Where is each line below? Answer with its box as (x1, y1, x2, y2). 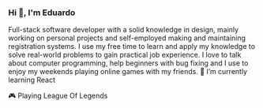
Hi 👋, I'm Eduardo (8, 7, 76, 18)
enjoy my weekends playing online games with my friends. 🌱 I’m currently (8, 67, 247, 76)
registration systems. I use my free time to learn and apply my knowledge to (8, 42, 255, 51)
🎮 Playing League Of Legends (8, 91, 108, 101)
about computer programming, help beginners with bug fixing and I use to (8, 58, 249, 68)
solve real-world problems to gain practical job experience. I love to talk (8, 50, 242, 60)
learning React (8, 75, 56, 85)
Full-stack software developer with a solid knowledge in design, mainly (8, 25, 239, 35)
